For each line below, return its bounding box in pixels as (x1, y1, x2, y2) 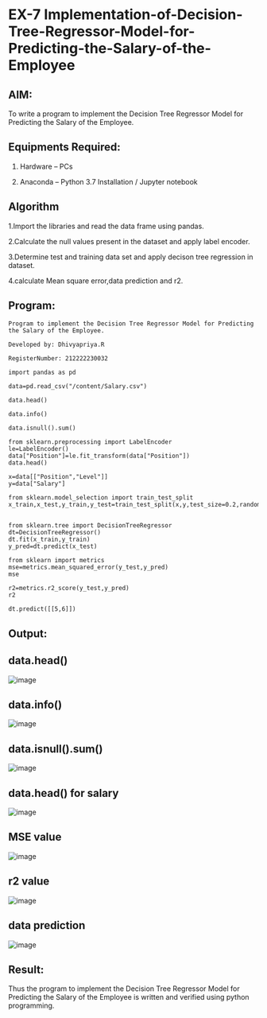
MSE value (8, 830, 62, 844)
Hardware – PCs (19, 161, 73, 171)
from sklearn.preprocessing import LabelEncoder (8, 438, 172, 446)
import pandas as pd (8, 368, 77, 377)
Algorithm (8, 200, 60, 214)
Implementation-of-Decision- (43, 6, 243, 24)
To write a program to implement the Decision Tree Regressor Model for (8, 109, 244, 119)
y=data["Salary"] (8, 480, 66, 488)
